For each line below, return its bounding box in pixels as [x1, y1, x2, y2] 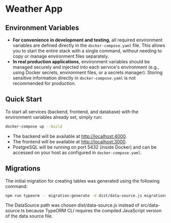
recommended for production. [12, 80, 76, 86]
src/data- [140, 202, 160, 208]
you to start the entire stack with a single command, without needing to [12, 48, 162, 54]
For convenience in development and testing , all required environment [12, 37, 163, 43]
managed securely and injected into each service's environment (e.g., [12, 64, 159, 70]
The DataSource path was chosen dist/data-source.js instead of [5, 202, 140, 208]
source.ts [5, 208, 25, 214]
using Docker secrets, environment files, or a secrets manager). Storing [12, 69, 163, 76]
